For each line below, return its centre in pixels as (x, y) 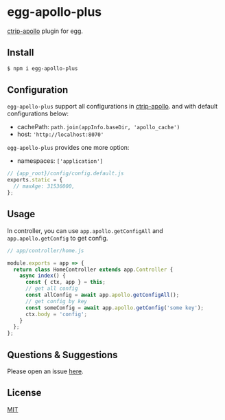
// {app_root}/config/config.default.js (66, 174)
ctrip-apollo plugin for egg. (45, 31)
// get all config (51, 289)
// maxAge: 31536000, (44, 186)
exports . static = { (35, 180)
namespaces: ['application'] (60, 161)
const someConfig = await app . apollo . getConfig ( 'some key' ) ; (115, 308)
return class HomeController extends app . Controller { (93, 269)
